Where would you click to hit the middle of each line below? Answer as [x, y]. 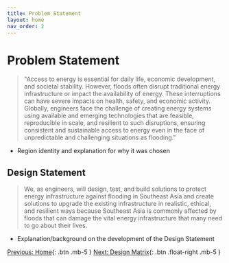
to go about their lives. [56, 226]
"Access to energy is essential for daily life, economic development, [120, 79]
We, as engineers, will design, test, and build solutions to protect [115, 189]
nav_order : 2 [26, 26]
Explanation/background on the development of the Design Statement [116, 239]
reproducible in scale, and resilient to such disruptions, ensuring [114, 123]
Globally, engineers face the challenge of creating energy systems [118, 108]
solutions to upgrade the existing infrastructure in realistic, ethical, [117, 204]
